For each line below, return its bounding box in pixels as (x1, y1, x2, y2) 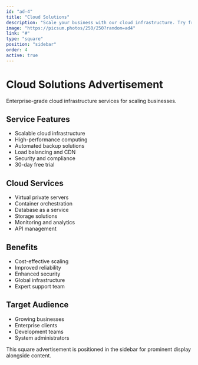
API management (14, 225, 57, 233)
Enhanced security (14, 270, 61, 277)
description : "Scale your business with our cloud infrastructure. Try (6, 19, 186, 25)
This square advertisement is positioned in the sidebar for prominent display (6, 346, 192, 353)
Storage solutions (14, 213, 58, 220)
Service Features (6, 114, 70, 124)
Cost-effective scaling (14, 258, 69, 265)
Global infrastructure (14, 277, 65, 283)
